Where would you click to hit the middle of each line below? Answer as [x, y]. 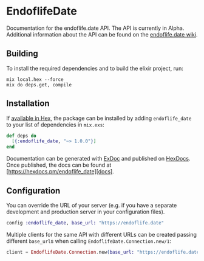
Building [22, 54]
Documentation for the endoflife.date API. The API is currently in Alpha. [95, 28]
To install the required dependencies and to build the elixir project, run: [95, 68]
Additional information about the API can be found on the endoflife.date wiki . [102, 34]
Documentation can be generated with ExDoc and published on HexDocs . [98, 159]
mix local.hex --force [35, 79]
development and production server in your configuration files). [86, 212]
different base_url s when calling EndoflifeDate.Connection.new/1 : [89, 241]
